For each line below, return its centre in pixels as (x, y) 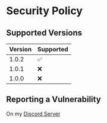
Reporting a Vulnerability (53, 100)
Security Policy (45, 11)
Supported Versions (44, 33)
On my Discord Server (33, 114)
